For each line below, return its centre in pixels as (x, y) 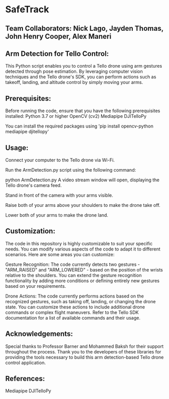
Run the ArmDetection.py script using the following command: (71, 170)
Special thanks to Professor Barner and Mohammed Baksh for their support (84, 346)
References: (25, 379)
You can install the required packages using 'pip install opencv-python (79, 126)
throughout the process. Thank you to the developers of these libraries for (83, 351)
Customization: (30, 231)
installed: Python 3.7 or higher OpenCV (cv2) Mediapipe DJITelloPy (76, 116)
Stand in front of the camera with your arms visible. (59, 195)
